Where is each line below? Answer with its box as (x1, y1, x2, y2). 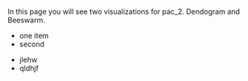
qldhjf (19, 63, 40, 73)
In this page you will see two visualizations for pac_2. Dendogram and (7, 7, 240, 16)
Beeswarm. (7, 15, 45, 25)
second (19, 39, 45, 49)
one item (19, 31, 49, 40)
